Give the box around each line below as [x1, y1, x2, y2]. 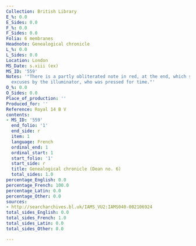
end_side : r [11, 128, 41, 134]
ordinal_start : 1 [11, 150, 54, 155]
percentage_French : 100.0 [6, 182, 69, 188]
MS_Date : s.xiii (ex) [6, 63, 59, 69]
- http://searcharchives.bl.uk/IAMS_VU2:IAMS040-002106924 [6, 204, 153, 210]
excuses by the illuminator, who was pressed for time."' [11, 79, 156, 85]
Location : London [6, 57, 48, 63]
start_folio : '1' [11, 155, 54, 161]
